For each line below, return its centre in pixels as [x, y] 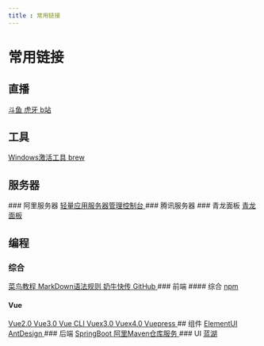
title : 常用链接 [34, 15]
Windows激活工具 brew [46, 158]
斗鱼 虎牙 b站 [30, 110]
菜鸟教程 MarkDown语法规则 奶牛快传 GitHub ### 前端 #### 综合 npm [124, 286]
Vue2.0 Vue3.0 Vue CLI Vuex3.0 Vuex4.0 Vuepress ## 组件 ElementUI [123, 324]
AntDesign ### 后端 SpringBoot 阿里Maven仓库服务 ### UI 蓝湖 [113, 333]
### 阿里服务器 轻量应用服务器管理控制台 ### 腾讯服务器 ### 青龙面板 [124, 206]
